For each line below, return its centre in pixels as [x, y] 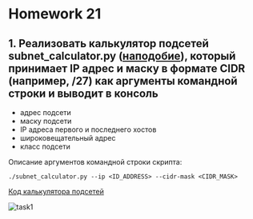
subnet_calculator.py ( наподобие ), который [122, 56]
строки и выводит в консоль [83, 93]
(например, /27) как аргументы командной [123, 81]
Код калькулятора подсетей [56, 191]
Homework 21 [55, 14]
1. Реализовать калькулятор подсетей [109, 44]
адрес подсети [46, 112]
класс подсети [45, 146]
